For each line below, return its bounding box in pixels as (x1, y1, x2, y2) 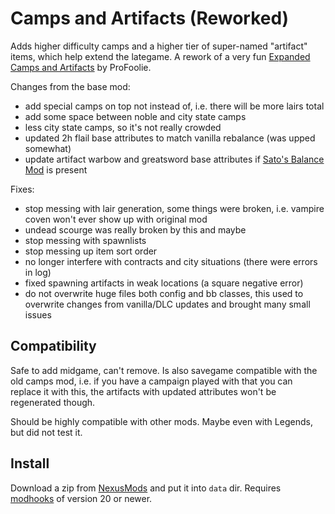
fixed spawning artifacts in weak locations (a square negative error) (24, 277, 304, 289)
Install (10, 455, 50, 472)
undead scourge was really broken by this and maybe (24, 223, 247, 236)
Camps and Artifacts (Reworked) (10, 7, 290, 30)
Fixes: (10, 183, 35, 195)
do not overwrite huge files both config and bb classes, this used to (24, 287, 304, 299)
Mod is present (24, 163, 88, 176)
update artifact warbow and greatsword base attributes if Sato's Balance (24, 153, 325, 165)
